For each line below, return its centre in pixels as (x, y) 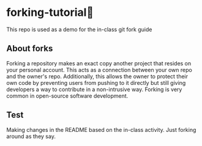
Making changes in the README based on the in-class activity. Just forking (101, 130)
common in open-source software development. (67, 96)
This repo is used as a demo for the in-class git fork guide (79, 29)
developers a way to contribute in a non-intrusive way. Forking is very (94, 89)
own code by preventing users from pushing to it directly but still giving (96, 82)
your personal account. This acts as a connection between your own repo (99, 70)
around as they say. (31, 136)
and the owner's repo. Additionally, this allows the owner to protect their (97, 76)
